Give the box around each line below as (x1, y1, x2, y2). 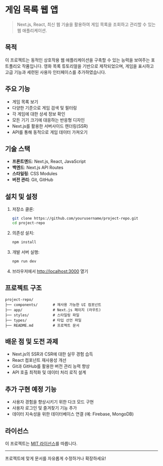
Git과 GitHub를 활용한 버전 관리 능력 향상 (12, 363, 90, 369)
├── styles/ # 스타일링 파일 (5, 313, 80, 317)
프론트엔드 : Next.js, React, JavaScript (12, 159, 86, 165)
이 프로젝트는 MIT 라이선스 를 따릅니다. (5, 440, 78, 446)
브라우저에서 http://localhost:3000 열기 (12, 268, 88, 274)
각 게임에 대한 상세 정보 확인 (12, 111, 65, 117)
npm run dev (12, 259, 36, 263)
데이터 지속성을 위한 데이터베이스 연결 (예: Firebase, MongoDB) (12, 411, 134, 417)
